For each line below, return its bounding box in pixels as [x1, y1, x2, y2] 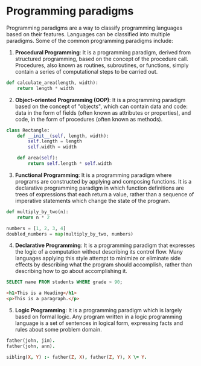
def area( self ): [17, 155, 59, 161]
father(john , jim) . [6, 338, 56, 344]
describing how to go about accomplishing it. [14, 268, 128, 275]
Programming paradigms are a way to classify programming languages [6, 24, 183, 31]
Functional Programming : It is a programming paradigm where [14, 171, 172, 179]
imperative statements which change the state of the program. [14, 197, 171, 204]
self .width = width [28, 144, 77, 150]
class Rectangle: [6, 127, 50, 133]
